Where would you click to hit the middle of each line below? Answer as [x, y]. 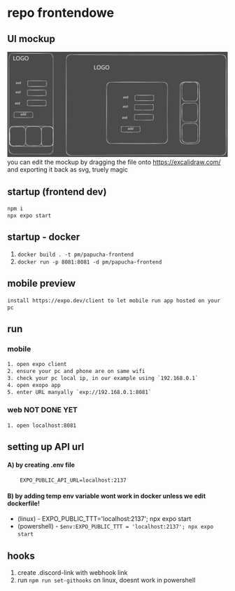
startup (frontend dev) [57, 192]
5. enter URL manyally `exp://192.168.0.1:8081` [79, 393]
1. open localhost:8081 [42, 426]
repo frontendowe [60, 13]
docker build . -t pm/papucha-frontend [76, 254]
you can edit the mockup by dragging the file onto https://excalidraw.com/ [114, 162]
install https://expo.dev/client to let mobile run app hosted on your [114, 300]
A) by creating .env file [41, 465]
